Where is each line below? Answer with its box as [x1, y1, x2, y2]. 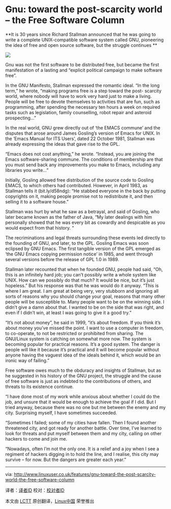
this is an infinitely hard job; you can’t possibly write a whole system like [5, 271, 156, 277]
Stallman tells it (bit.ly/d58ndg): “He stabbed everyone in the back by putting [5, 188, 166, 194]
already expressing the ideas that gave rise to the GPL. [5, 141, 121, 147]
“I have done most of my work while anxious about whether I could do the [5, 393, 160, 399]
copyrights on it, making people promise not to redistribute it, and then [5, 193, 154, 199]
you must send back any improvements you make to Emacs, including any [5, 162, 160, 168]
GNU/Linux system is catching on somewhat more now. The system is [5, 336, 152, 342]
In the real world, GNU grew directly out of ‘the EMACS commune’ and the [5, 124, 160, 131]
